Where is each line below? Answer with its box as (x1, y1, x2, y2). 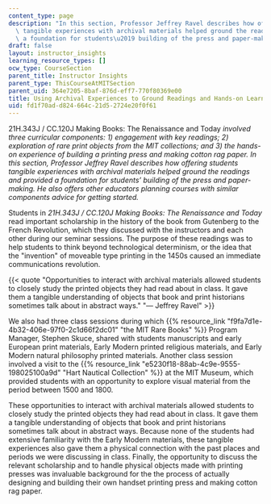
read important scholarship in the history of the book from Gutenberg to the (8, 217, 260, 227)
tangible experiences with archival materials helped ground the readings (8, 167, 250, 177)
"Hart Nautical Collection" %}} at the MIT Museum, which (62, 368, 254, 377)
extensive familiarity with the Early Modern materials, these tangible (8, 435, 234, 444)
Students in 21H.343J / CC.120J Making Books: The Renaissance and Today (8, 208, 262, 218)
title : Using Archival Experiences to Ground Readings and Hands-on (8, 94, 244, 102)
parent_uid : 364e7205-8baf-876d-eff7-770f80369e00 (8, 86, 182, 95)
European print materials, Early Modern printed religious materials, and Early (8, 342, 262, 352)
